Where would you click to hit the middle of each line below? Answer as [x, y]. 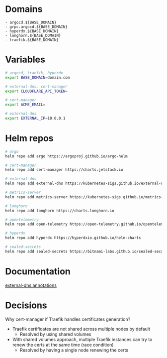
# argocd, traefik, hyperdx [34, 73]
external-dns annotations [31, 285]
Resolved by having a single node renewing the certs [74, 350]
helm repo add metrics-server [37, 197]
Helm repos [29, 138]
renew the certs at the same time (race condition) [63, 345]
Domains [24, 9]
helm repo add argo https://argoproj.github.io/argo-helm [66, 156]
